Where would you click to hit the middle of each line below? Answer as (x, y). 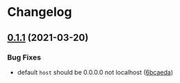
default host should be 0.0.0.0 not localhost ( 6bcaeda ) (95, 72)
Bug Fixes (24, 57)
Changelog (40, 12)
